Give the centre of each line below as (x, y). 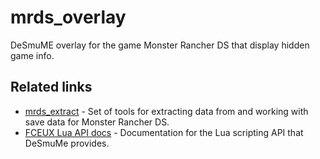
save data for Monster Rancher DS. (97, 122)
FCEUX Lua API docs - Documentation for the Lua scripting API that (164, 132)
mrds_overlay (68, 17)
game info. (32, 55)
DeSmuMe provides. (67, 143)
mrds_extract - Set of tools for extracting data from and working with (166, 111)
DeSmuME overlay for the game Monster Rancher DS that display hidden (160, 45)
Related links (51, 87)
